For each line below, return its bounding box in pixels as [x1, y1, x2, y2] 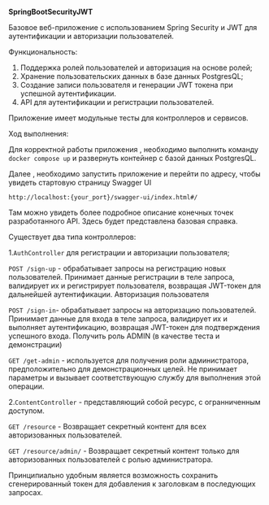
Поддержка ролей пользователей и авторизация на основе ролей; [20, 63, 253, 72]
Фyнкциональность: [8, 47, 78, 56]
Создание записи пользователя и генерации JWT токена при [20, 81, 233, 89]
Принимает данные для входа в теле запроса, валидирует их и [8, 314, 228, 324]
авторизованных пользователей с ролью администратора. [8, 455, 214, 464]
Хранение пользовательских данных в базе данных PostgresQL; [20, 72, 244, 81]
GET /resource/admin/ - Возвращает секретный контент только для [8, 446, 240, 455]
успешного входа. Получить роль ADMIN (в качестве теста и [8, 331, 220, 341]
